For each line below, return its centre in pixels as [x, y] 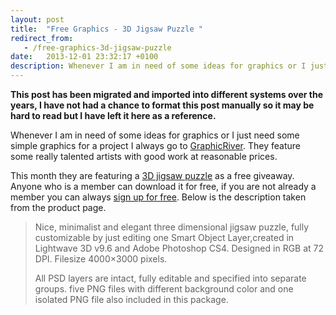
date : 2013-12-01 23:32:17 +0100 [84, 57]
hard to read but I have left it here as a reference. [113, 115]
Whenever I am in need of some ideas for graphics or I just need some [155, 135]
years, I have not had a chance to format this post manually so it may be [162, 105]
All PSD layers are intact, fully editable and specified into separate [170, 278]
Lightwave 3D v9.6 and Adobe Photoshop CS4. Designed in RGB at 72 [179, 248]
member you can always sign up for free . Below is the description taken [158, 197]
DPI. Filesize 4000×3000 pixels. [101, 259]
